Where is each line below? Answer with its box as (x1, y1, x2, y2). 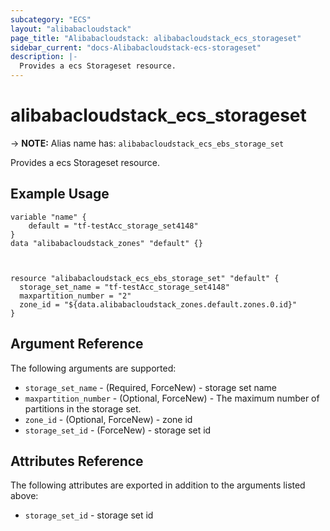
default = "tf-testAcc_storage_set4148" (28, 221, 199, 231)
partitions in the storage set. (24, 402, 142, 415)
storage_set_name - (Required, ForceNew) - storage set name (24, 381, 278, 393)
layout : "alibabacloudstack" (10, 24, 132, 34)
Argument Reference (10, 336, 144, 353)
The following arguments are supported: (10, 362, 177, 374)
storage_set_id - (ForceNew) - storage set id (24, 424, 212, 436)
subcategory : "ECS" (10, 14, 92, 25)
